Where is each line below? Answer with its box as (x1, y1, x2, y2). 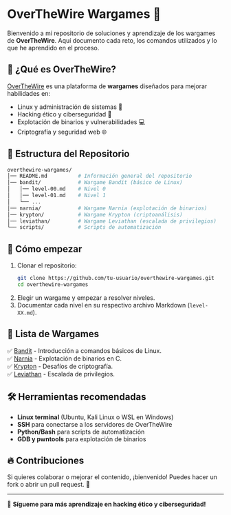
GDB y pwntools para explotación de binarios (16, 434, 146, 443)
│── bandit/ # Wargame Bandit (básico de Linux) (7, 179, 184, 186)
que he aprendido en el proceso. (7, 43, 100, 52)
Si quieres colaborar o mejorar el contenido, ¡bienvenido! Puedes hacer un (7, 473, 218, 481)
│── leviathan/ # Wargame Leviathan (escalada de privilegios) (7, 217, 217, 225)
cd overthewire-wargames (16, 281, 89, 288)
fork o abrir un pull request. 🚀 (7, 481, 91, 489)
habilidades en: (7, 89, 50, 97)
